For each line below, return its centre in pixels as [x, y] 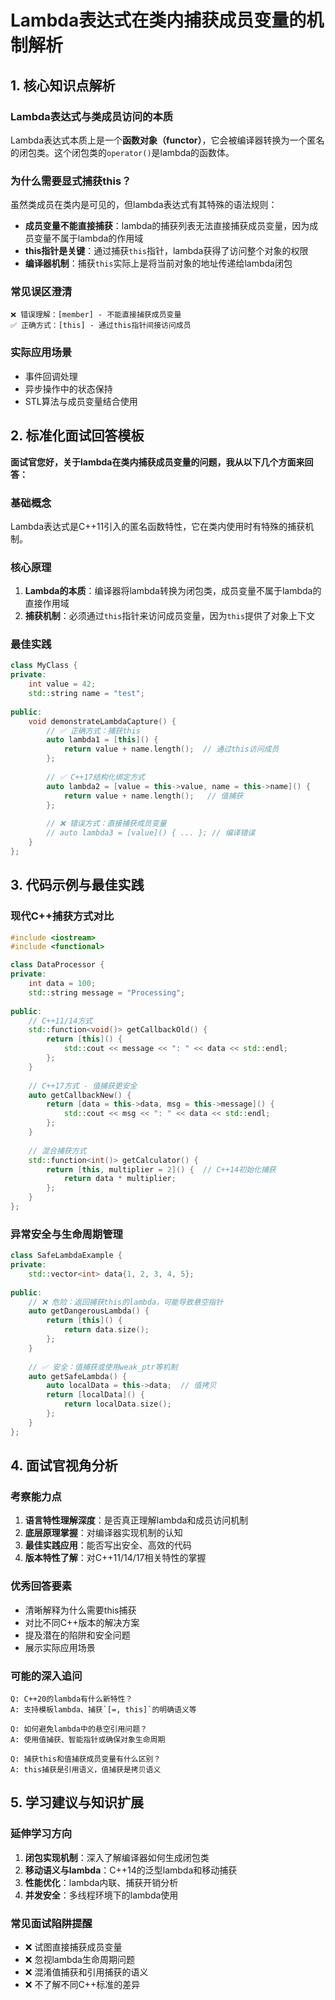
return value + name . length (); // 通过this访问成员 [171, 749]
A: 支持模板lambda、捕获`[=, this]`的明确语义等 [103, 1709]
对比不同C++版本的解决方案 [82, 1622]
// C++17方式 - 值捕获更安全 [83, 1086]
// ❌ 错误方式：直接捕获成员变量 [106, 824]
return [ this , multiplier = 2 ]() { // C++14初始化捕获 [161, 1169]
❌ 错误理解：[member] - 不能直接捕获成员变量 [96, 315]
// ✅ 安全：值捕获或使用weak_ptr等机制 [103, 1367]
